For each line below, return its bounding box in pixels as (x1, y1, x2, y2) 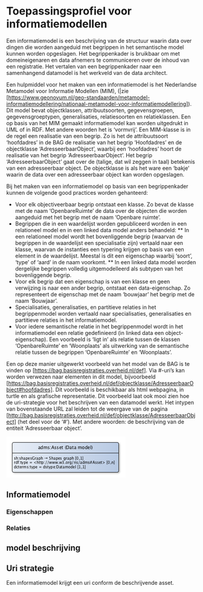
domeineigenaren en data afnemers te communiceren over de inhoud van (6, 56, 190, 63)
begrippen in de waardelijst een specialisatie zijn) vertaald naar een (14, 239, 183, 246)
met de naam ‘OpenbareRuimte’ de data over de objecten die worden (14, 207, 187, 214)
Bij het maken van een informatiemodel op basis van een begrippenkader (6, 183, 188, 190)
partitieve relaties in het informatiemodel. (14, 316, 118, 324)
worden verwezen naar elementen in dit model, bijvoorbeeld (6, 373, 156, 380)
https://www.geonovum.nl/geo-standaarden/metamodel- (8, 94, 150, 101)
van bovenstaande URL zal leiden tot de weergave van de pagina (6, 405, 168, 412)
